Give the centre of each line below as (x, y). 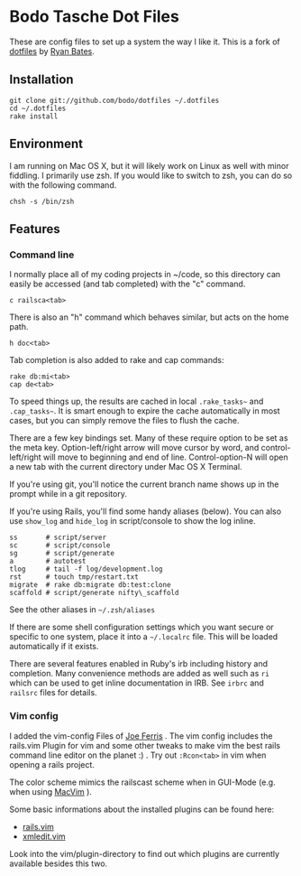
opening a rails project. (52, 764)
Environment (46, 144)
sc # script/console (60, 545)
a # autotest (48, 562)
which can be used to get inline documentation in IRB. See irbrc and (137, 683)
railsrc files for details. (53, 693)
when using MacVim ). (51, 791)
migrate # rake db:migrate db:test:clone (90, 585)
